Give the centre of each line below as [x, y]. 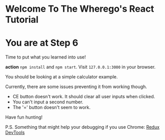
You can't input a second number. [48, 102]
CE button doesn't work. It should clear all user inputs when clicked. [84, 97]
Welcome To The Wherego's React [80, 9]
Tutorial [22, 20]
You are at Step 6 [42, 43]
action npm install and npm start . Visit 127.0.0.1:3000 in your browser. [80, 67]
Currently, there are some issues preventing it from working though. [76, 87]
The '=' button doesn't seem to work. [52, 107]
